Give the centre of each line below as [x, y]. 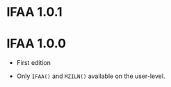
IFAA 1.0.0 [36, 44]
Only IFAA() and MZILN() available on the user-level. [91, 76]
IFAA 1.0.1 [35, 12]
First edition [34, 63]
